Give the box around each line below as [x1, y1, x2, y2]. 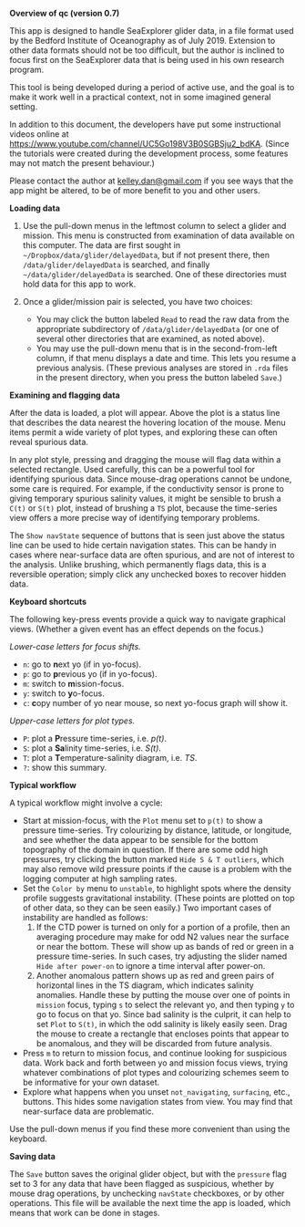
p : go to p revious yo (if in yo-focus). [22, 669, 158, 679]
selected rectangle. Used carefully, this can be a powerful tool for [9, 464, 256, 474]
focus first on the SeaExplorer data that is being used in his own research [9, 55, 285, 65]
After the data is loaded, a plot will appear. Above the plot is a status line [9, 408, 280, 418]
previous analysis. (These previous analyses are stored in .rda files [36, 362, 289, 373]
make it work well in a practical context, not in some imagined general [9, 91, 271, 102]
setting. [9, 101, 38, 112]
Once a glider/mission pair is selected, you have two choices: [22, 296, 253, 307]
